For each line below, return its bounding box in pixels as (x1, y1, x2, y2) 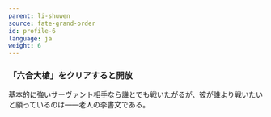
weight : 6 (8, 42, 42, 50)
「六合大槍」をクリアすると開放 (8, 70, 133, 81)
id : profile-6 (8, 27, 57, 35)
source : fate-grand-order (8, 19, 95, 27)
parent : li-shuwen (8, 11, 70, 20)
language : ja (8, 34, 53, 43)
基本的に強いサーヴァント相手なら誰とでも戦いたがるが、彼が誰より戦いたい (8, 90, 264, 99)
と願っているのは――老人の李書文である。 (8, 100, 150, 110)
